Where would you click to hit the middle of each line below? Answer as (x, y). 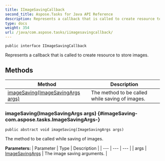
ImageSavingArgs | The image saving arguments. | (56, 154)
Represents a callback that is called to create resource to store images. (77, 55)
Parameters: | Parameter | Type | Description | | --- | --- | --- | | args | (76, 148)
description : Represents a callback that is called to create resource (80, 19)
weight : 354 (17, 28)
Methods (19, 70)
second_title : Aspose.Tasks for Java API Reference (59, 14)
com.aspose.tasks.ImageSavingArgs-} (53, 119)
